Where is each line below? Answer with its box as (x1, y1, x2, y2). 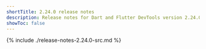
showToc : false (6, 20, 45, 26)
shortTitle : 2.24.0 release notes (6, 8, 95, 15)
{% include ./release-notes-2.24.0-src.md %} (6, 37, 121, 44)
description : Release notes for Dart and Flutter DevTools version (6, 15, 183, 21)
